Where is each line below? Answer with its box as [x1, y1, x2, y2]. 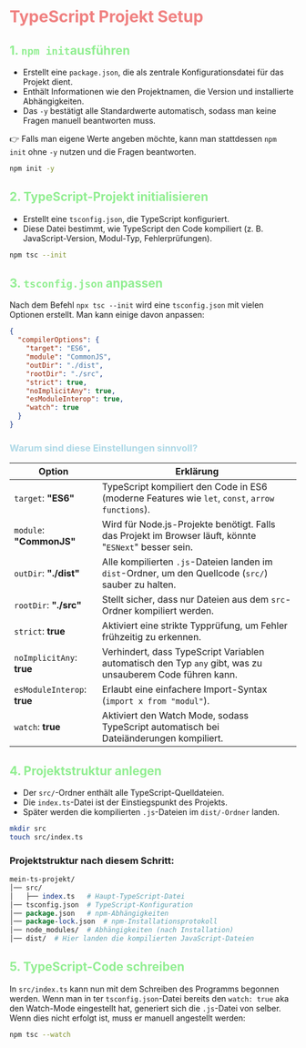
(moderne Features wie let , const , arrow [101, 492, 275, 504]
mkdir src [9, 824, 47, 833]
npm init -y [9, 164, 55, 173]
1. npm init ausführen [9, 43, 130, 58]
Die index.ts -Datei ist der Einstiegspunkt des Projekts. [22, 797, 228, 808]
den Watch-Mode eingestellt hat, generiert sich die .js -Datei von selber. [9, 1002, 281, 1013]
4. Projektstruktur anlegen [9, 763, 162, 778]
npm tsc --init [9, 250, 67, 259]
